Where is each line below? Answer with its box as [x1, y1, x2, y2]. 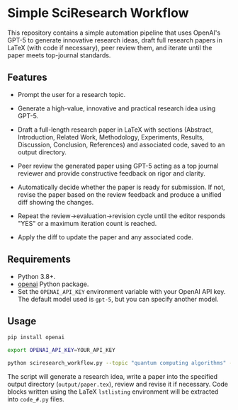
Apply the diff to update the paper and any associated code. [17, 232, 193, 241]
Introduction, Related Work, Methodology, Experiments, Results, [17, 132, 205, 141]
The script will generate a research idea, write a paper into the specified [7, 372, 218, 380]
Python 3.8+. [17, 272, 56, 280]
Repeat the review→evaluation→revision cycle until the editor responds [17, 211, 226, 220]
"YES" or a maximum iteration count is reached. [17, 219, 157, 227]
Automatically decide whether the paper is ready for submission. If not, [17, 183, 225, 191]
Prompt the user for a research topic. [17, 90, 126, 98]
